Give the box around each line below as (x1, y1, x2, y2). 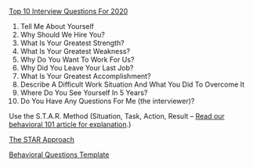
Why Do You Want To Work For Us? (20, 55, 135, 64)
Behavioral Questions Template (9, 150, 110, 159)
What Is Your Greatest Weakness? (20, 47, 131, 55)
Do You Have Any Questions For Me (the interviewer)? (20, 97, 195, 105)
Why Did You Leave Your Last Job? (20, 63, 134, 73)
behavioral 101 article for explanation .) (9, 120, 132, 129)
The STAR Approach (9, 135, 75, 144)
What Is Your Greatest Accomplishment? (20, 72, 151, 80)
